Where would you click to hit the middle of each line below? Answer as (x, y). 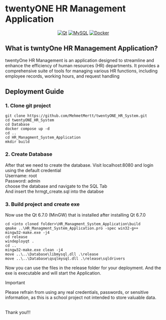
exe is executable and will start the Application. (53, 273)
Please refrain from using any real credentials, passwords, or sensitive (77, 292)
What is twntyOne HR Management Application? (82, 48)
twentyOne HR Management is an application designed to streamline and (80, 60)
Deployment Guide (35, 92)
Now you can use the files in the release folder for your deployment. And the (83, 268)
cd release (16, 237)
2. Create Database (29, 154)
